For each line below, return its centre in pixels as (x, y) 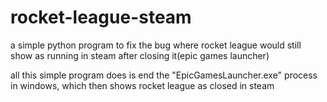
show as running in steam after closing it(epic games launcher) (140, 55)
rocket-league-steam (101, 17)
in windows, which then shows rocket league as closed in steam (142, 85)
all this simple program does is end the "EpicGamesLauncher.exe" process (164, 75)
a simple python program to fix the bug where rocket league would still (156, 45)
